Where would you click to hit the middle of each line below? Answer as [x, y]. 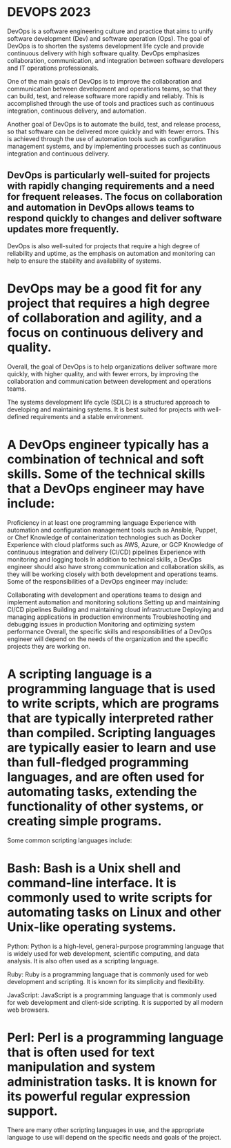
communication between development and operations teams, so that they [112, 89]
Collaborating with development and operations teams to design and [104, 595]
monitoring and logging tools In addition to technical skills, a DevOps [104, 559]
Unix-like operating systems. [92, 927]
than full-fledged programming [98, 762]
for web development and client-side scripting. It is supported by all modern [115, 1002]
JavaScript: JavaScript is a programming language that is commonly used [112, 995]
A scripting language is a [80, 674]
